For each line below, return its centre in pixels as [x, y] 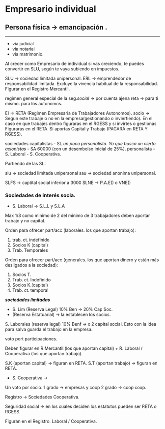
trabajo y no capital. [25, 221]
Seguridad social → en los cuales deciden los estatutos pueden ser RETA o [81, 406]
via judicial [23, 44]
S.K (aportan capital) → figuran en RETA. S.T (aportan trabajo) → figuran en [81, 363]
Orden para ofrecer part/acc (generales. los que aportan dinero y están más [82, 260]
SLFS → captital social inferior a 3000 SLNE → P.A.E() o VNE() [68, 183]
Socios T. [22, 275]
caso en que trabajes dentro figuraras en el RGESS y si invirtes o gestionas [81, 123]
